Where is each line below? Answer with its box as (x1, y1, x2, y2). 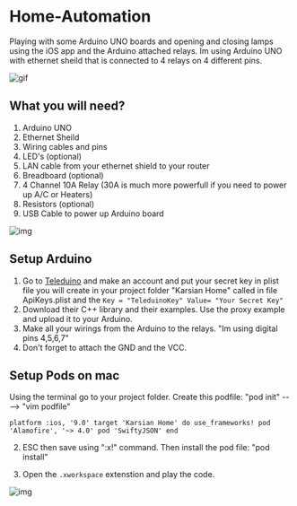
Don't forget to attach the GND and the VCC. (22, 342, 187, 353)
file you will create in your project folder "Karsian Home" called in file (22, 284, 278, 295)
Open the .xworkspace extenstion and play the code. (22, 469, 215, 480)
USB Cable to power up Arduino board (22, 208, 164, 219)
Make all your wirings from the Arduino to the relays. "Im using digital (22, 323, 278, 334)
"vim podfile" (22, 401, 71, 412)
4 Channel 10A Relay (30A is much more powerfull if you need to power (22, 179, 287, 190)
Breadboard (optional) (22, 170, 105, 180)
